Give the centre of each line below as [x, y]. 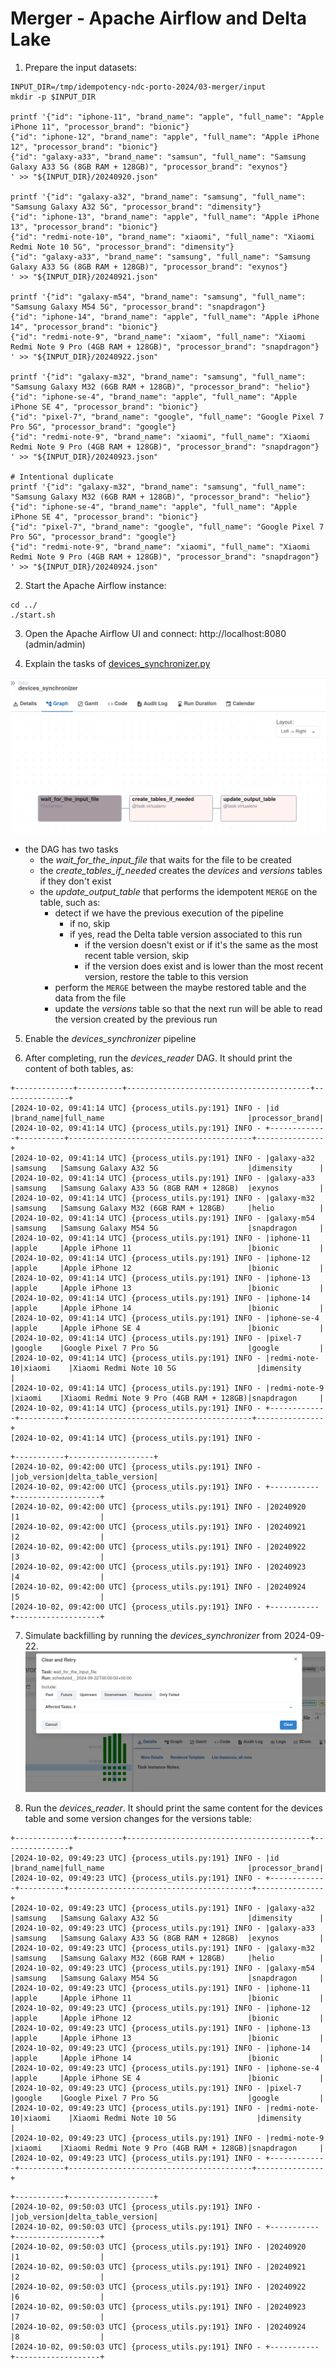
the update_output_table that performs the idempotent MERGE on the [178, 892]
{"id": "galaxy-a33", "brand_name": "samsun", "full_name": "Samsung [158, 157]
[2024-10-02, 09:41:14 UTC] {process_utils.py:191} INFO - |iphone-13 [160, 1278]
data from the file [90, 998]
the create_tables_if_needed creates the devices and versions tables [181, 871]
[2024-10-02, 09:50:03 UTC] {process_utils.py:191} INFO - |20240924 [158, 2327]
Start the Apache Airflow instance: [95, 585]
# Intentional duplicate [62, 477]
